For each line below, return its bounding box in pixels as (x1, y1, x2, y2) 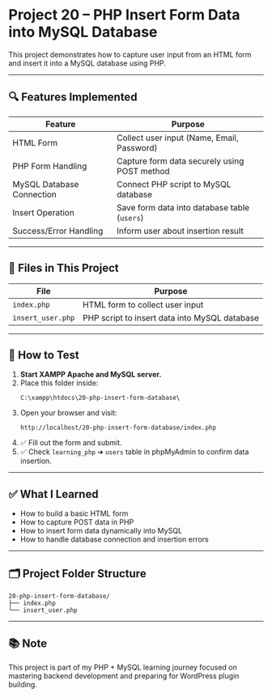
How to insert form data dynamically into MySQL (19, 526, 183, 536)
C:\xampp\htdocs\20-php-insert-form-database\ (19, 394, 181, 402)
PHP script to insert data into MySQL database (82, 312, 260, 323)
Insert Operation (12, 206, 74, 218)
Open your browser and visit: (19, 408, 117, 418)
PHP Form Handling (12, 160, 87, 172)
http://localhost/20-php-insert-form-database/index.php (19, 423, 217, 432)
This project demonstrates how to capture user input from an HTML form (8, 49, 252, 59)
